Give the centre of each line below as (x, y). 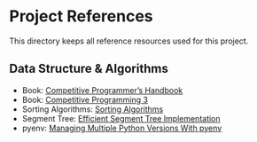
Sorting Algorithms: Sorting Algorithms (93, 109)
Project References (81, 16)
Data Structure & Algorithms (89, 69)
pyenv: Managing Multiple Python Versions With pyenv (122, 128)
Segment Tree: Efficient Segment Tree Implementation (121, 118)
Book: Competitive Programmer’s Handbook (102, 90)
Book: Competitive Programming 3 (85, 99)
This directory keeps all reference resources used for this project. (129, 41)
